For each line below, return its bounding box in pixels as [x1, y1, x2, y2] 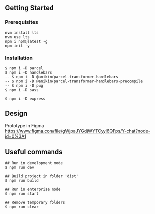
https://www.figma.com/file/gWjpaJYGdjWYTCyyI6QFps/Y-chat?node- [5, 128, 150, 134]
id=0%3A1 [5, 133, 26, 139]
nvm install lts [5, 30, 39, 35]
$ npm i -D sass [5, 87, 39, 92]
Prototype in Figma [5, 122, 44, 128]
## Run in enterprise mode [5, 187, 61, 192]
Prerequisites [5, 19, 38, 26]
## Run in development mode [5, 160, 63, 165]
